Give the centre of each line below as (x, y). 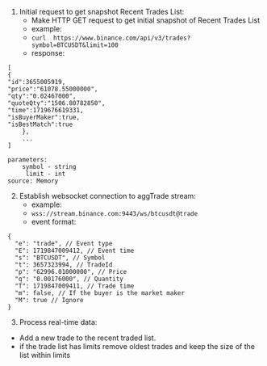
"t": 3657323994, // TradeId (64, 265)
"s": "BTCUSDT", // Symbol (60, 258)
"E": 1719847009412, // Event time (75, 250)
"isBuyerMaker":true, (44, 117)
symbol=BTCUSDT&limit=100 (75, 45)
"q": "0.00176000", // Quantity (69, 279)
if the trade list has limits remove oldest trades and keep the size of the (137, 346)
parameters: (27, 160)
